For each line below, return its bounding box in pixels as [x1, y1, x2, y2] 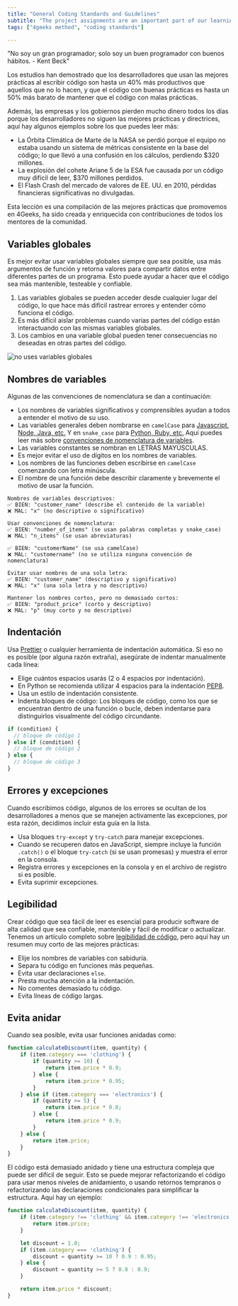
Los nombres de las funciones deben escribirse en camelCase [17, 459, 196, 467]
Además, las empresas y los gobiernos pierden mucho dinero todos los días [7, 107, 229, 116]
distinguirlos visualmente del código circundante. [17, 711, 161, 720]
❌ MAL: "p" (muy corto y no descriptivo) [7, 607, 132, 614]
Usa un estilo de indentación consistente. [17, 689, 139, 697]
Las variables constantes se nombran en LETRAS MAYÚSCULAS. [17, 443, 208, 452]
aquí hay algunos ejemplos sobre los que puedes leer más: [7, 122, 179, 131]
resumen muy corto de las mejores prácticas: [7, 939, 140, 949]
